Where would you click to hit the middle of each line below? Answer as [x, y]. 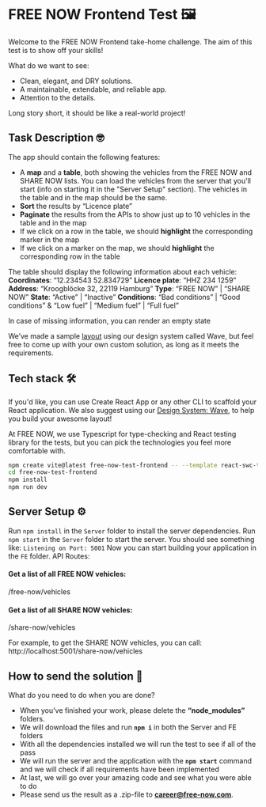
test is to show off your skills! [56, 50]
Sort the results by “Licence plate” [76, 206]
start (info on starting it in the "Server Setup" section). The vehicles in [133, 189]
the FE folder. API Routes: [49, 556]
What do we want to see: [49, 65]
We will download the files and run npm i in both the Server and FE [128, 727]
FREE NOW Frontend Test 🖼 [102, 15]
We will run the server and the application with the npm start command [135, 761]
